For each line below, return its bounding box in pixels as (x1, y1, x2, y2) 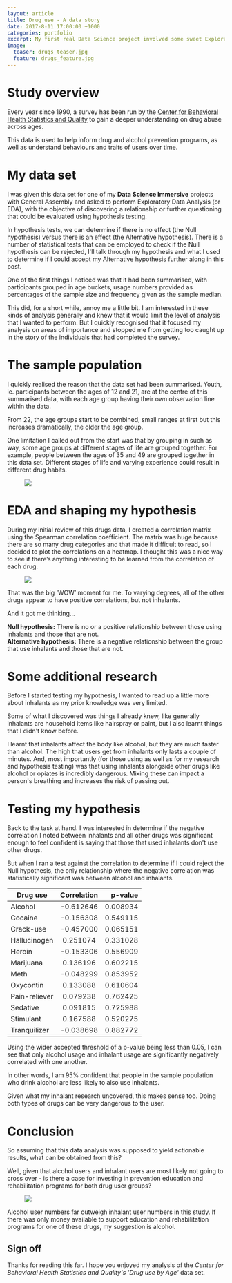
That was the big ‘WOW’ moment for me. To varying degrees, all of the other (7, 588, 225, 597)
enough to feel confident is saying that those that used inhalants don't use (7, 838, 219, 847)
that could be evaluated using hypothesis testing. (7, 212, 147, 220)
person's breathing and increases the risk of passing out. (7, 777, 170, 785)
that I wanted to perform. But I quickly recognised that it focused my (7, 318, 202, 327)
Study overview (7, 84, 100, 100)
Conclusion (7, 1123, 75, 1139)
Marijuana (10, 958, 43, 967)
